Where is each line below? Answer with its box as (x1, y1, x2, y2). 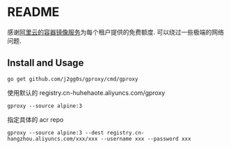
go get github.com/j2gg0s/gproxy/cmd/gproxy (7, 76, 138, 82)
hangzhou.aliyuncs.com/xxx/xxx (7, 135, 98, 142)
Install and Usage (7, 57, 84, 69)
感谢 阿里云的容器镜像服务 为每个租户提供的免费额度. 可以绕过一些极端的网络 (7, 28, 224, 36)
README (7, 4, 60, 20)
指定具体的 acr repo (7, 115, 64, 123)
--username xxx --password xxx (100, 135, 191, 142)
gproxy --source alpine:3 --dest (7, 129, 104, 136)
